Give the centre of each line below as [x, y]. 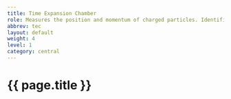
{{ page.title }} [49, 85]
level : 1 [20, 45]
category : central [33, 52]
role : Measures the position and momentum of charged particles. [102, 20]
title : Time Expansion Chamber [52, 13]
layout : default [30, 32]
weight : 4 [21, 39]
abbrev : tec [24, 26]
